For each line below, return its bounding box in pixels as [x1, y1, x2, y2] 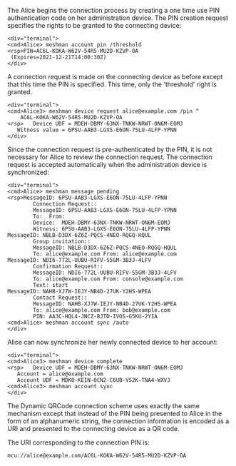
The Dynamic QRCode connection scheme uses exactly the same [7, 402, 200, 410]
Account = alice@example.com [16, 370, 103, 378]
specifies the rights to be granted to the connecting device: [7, 21, 182, 29]
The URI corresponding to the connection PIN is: [7, 438, 150, 447]
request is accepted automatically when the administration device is [7, 161, 207, 168]
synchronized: [7, 168, 50, 176]
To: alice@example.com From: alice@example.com [33, 250, 177, 258]
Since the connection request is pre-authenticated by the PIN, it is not [7, 146, 212, 153]
